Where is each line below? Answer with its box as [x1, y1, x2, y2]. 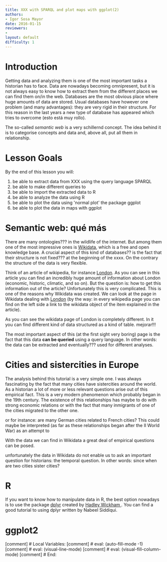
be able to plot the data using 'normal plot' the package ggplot [12, 200, 141, 206]
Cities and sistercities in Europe [5, 359, 139, 370]
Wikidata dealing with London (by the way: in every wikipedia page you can [5, 296, 161, 302]
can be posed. [5, 443, 35, 449]
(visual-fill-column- [121, 546, 161, 553]
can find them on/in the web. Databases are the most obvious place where [5, 93, 159, 100]
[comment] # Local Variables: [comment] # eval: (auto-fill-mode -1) [5, 541, 143, 547]
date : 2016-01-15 [5, 21, 41, 26]
